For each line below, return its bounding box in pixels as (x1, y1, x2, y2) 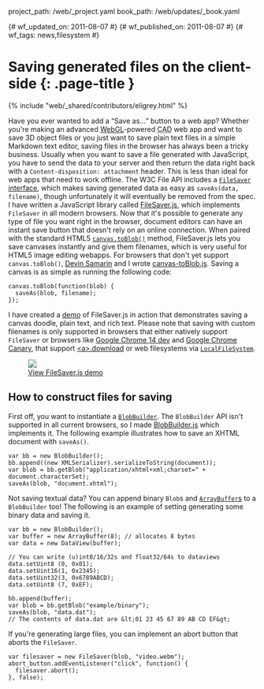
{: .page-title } (39, 75, 136, 93)
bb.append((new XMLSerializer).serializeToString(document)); (8, 459, 217, 466)
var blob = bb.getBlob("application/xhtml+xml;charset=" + (8, 466, 206, 474)
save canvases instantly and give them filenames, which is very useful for (8, 242, 247, 251)
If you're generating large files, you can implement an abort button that (8, 629, 239, 638)
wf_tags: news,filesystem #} (8, 31, 100, 39)
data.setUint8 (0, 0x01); (8, 560, 93, 567)
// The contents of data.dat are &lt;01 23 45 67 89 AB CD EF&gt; (8, 615, 231, 623)
